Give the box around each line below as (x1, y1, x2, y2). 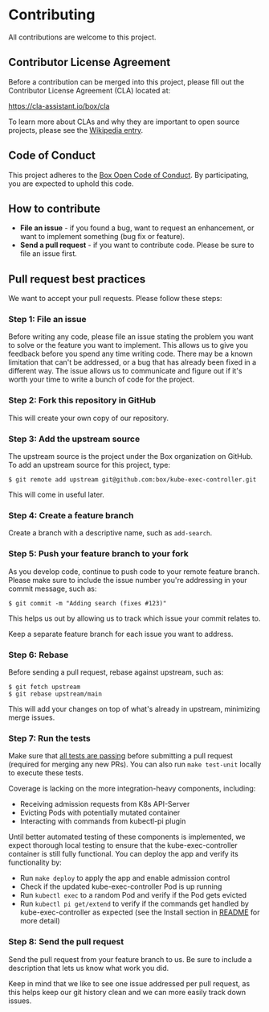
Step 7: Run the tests (8, 733, 91, 744)
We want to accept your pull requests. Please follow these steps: (8, 294, 222, 304)
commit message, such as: (8, 584, 97, 593)
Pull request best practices (8, 272, 146, 286)
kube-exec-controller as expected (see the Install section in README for (19, 907, 260, 917)
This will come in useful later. (8, 489, 104, 500)
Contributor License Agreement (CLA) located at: (8, 85, 171, 95)
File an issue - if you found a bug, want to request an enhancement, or (19, 223, 255, 233)
